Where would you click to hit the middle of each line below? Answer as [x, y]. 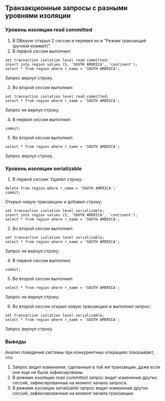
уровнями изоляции [38, 16]
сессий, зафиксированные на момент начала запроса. [70, 383]
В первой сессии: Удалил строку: [47, 179]
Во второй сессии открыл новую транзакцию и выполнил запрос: [82, 306]
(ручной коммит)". [32, 46]
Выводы [16, 341]
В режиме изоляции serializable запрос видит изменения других [80, 388]
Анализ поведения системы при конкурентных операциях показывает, [80, 352]
